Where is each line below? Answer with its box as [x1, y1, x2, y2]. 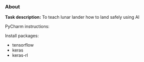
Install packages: [5, 33, 39, 39]
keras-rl [12, 52, 28, 58]
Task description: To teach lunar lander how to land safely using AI [5, 14, 140, 20]
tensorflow [12, 42, 34, 48]
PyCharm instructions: [5, 24, 50, 29]
